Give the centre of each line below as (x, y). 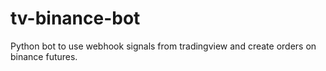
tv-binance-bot (75, 18)
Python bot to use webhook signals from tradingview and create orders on (163, 46)
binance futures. (44, 56)
